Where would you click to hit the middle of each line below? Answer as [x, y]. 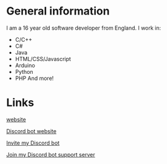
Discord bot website [31, 131]
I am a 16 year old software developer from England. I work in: [84, 28]
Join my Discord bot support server [51, 154]
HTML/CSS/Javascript [43, 59]
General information [58, 11]
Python [24, 71]
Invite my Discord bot [33, 143]
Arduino [25, 65]
